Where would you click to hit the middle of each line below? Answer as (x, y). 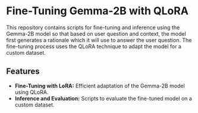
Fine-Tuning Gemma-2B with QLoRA (98, 11)
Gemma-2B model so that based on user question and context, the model (96, 33)
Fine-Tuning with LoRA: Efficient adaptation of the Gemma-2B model (100, 86)
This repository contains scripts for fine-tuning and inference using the (93, 27)
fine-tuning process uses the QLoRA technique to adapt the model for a (94, 46)
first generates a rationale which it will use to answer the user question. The (99, 40)
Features (23, 72)
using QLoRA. (32, 92)
